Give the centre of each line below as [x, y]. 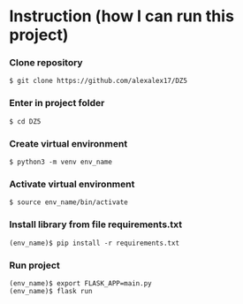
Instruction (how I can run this [121, 16]
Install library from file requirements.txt [96, 224]
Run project [34, 265]
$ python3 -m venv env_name [61, 162]
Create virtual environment [68, 143]
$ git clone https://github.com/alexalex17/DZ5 [99, 81]
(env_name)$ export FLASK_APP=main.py [80, 283]
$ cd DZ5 [25, 121]
